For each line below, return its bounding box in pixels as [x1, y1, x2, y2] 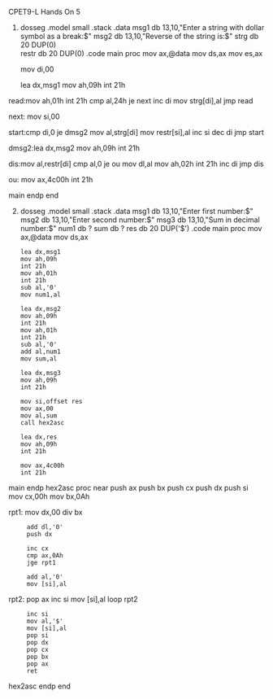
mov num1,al [19, 291, 61, 299]
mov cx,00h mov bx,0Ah [8, 491, 90, 501]
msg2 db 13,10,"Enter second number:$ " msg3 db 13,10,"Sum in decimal [19, 215, 260, 225]
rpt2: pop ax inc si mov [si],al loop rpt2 [8, 594, 138, 604]
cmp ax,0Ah [26, 552, 63, 560]
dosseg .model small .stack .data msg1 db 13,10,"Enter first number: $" [19, 207, 253, 216]
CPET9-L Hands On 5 [8, 7, 81, 16]
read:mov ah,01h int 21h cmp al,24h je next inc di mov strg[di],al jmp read [8, 96, 253, 105]
